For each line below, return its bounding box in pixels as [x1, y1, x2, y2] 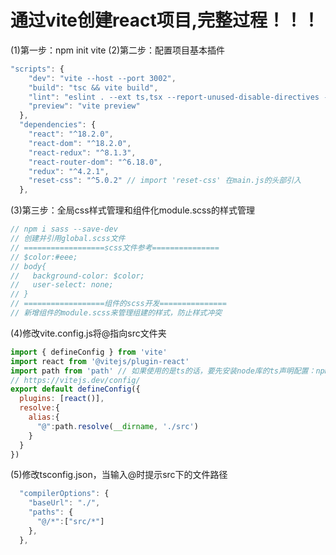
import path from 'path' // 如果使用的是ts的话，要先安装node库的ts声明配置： [10, 366, 317, 376]
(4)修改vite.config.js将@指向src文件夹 [10, 327, 167, 339]
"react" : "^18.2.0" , [28, 129, 114, 140]
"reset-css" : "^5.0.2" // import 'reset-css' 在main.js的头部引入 [28, 176, 302, 186]
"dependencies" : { [19, 120, 97, 130]
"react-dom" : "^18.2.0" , [28, 138, 132, 148]
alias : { [28, 412, 60, 423]
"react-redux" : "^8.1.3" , [28, 147, 137, 158]
